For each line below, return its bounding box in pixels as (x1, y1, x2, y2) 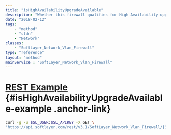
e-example (5, 103, 52, 115)
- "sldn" (14, 31, 33, 36)
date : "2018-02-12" (5, 17, 47, 22)
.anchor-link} (53, 103, 111, 115)
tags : (5, 21, 17, 27)
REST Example (5, 82, 68, 93)
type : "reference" (5, 50, 44, 55)
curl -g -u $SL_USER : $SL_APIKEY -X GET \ (5, 120, 95, 125)
